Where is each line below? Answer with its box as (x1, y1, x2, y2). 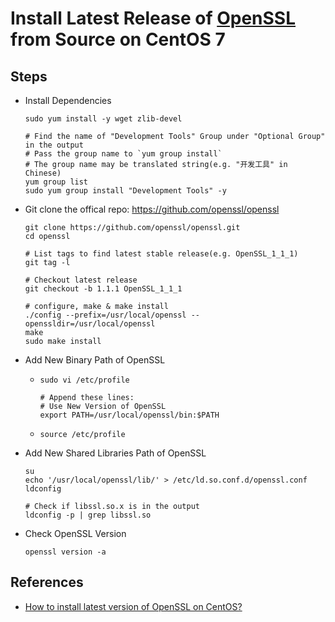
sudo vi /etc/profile (39, 375, 130, 385)
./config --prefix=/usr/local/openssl (24, 310, 187, 320)
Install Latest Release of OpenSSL (10, 7, 297, 30)
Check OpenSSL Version (24, 528, 127, 539)
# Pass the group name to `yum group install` (24, 149, 223, 159)
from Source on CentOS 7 (10, 28, 226, 51)
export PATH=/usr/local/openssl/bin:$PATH (39, 410, 220, 420)
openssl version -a (24, 547, 107, 557)
